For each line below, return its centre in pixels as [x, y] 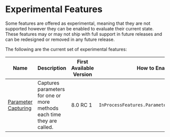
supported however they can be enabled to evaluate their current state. [79, 28]
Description [52, 68]
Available [82, 68]
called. [45, 127]
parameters [51, 89]
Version [83, 74]
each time [49, 114]
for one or [49, 96]
